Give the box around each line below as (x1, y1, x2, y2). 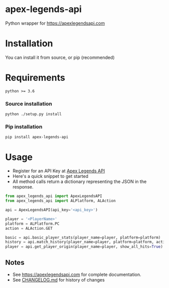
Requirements (5, 72, 65, 83)
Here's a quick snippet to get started (12, 173, 89, 179)
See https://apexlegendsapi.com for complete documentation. (12, 271, 142, 277)
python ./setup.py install (5, 112, 62, 117)
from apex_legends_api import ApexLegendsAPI (5, 194, 102, 199)
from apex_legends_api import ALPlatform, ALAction (5, 199, 116, 204)
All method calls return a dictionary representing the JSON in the (12, 178, 147, 184)
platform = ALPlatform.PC (5, 221, 59, 226)
